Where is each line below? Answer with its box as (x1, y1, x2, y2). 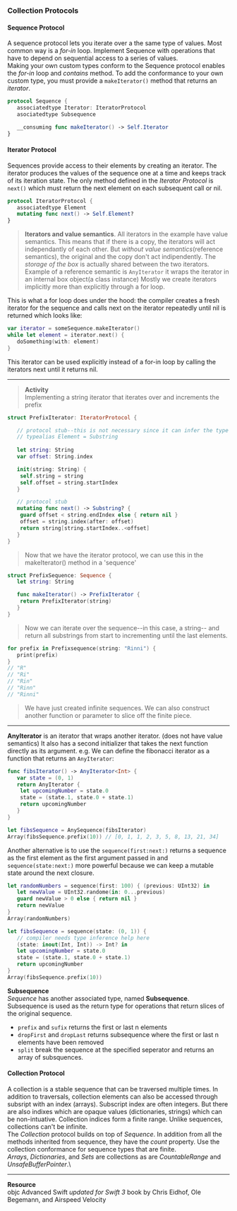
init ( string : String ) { (16, 465, 87, 473)
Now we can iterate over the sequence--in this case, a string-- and (24, 623, 220, 632)
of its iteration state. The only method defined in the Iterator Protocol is (7, 176, 214, 185)
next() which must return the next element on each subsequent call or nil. (7, 183, 222, 192)
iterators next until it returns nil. (7, 365, 99, 373)
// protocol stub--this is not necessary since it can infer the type (16, 427, 229, 434)
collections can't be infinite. (7, 1123, 88, 1131)
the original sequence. (7, 1009, 73, 1017)
